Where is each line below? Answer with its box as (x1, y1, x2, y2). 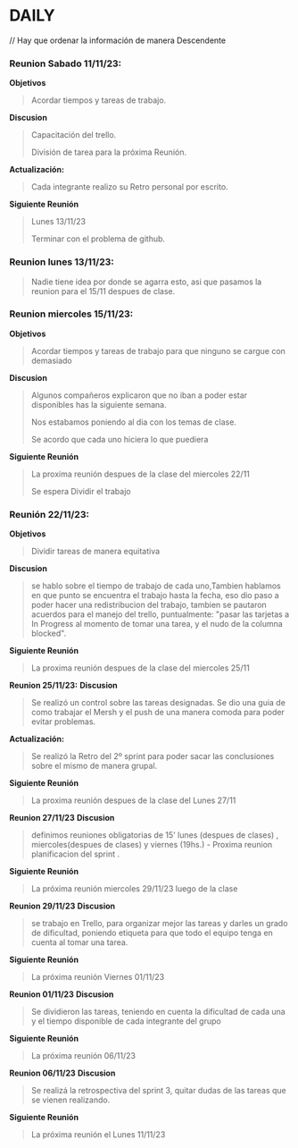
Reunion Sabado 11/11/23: (9, 57, 122, 70)
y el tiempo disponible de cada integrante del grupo (30, 1016, 221, 1026)
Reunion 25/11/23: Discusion (9, 680, 118, 691)
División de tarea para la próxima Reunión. (30, 147, 187, 157)
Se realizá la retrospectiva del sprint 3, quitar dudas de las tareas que (30, 1085, 287, 1096)
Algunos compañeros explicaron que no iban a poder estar (30, 390, 248, 401)
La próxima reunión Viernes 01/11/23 (30, 972, 165, 983)
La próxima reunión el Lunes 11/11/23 (30, 1129, 166, 1140)
